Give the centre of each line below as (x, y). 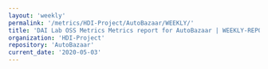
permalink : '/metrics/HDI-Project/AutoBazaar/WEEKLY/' (101, 23)
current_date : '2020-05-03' (55, 52)
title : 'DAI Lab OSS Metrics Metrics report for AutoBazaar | (114, 30)
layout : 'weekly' (37, 15)
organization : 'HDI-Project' (57, 38)
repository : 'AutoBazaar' (51, 45)
